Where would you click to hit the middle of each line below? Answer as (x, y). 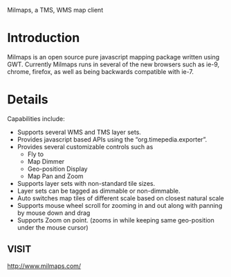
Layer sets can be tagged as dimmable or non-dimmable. (99, 191)
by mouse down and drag (54, 213)
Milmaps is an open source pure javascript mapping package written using (113, 57)
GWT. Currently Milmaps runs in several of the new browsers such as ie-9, (113, 64)
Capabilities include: (36, 118)
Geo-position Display (57, 169)
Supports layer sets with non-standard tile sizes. (86, 183)
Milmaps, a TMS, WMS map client (55, 10)
